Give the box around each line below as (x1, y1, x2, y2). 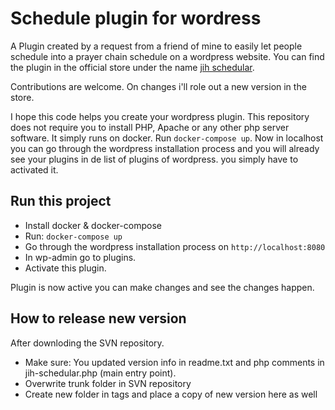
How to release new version (10, 310, 187, 327)
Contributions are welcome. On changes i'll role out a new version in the (10, 80, 307, 92)
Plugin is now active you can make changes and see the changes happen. (10, 281, 315, 293)
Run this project (10, 193, 112, 210)
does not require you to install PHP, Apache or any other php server (10, 121, 290, 133)
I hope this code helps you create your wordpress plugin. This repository (10, 110, 310, 122)
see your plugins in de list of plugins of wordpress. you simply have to (10, 153, 299, 165)
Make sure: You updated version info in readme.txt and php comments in (24, 356, 325, 368)
